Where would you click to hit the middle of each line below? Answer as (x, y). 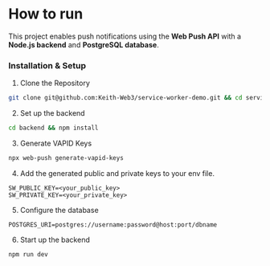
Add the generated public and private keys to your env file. (117, 173)
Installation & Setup (47, 65)
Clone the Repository (55, 83)
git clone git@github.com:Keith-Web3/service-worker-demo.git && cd (125, 98)
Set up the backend (53, 113)
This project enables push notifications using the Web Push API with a (125, 36)
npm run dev (28, 254)
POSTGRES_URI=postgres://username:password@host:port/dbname (113, 225)
